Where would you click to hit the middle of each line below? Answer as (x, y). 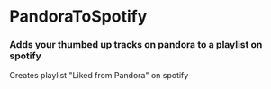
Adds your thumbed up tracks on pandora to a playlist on (136, 45)
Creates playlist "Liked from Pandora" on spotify (99, 76)
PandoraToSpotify (78, 17)
